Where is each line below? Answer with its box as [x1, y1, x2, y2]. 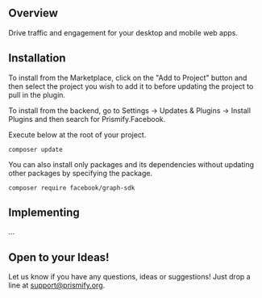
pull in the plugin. [8, 90, 66, 99]
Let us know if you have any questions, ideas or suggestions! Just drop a [8, 272, 252, 282]
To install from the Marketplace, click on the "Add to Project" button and [8, 73, 247, 82]
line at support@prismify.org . [8, 280, 106, 290]
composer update [8, 145, 63, 153]
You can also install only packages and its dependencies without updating [8, 159, 255, 169]
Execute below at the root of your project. [8, 129, 147, 140]
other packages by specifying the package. [8, 168, 153, 178]
